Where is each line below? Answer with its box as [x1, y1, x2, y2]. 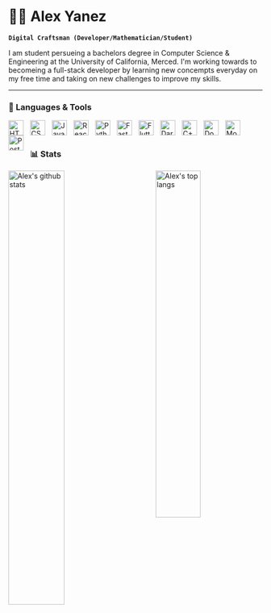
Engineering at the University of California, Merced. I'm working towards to [8, 56, 257, 66]
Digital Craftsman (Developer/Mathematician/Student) [8, 34, 194, 42]
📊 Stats [30, 148, 62, 160]
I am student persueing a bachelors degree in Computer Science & [8, 48, 230, 57]
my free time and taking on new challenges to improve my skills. [8, 73, 222, 83]
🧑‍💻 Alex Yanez [8, 7, 107, 26]
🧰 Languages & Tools [8, 101, 92, 112]
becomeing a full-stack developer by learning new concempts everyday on [8, 65, 258, 75]
